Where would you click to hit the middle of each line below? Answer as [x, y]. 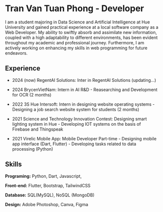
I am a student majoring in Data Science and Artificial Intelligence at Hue [77, 22]
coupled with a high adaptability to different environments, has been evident [81, 38]
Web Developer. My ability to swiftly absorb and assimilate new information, [81, 32]
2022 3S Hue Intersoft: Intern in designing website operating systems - [83, 104]
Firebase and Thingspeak [37, 129]
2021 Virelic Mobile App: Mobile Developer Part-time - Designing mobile [84, 138]
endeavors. [16, 53]
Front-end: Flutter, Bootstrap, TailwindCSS [48, 185]
